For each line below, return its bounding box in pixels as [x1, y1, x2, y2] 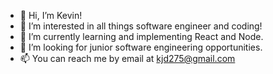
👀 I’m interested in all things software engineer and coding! [19, 20, 263, 32]
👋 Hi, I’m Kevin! [19, 10, 83, 21]
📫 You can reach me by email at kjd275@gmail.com [19, 53, 236, 64]
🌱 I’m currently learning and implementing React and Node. [19, 31, 264, 42]
